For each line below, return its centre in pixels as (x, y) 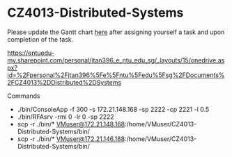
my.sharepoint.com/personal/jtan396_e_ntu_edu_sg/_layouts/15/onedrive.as (116, 60)
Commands (24, 96)
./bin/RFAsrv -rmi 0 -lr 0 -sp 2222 (66, 117)
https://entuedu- (31, 53)
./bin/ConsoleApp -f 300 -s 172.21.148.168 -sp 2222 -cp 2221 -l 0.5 (113, 109)
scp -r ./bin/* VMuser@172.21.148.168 (71, 124)
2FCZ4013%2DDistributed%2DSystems (64, 82)
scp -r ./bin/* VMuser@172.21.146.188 (71, 139)
